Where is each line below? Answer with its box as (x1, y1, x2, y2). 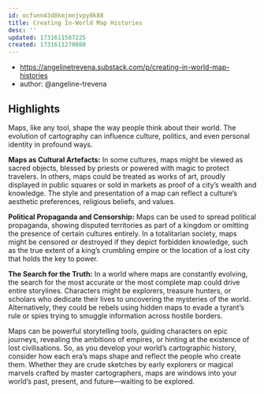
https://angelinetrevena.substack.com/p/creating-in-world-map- (19, 62, 230, 72)
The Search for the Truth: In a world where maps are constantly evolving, (8, 269, 248, 278)
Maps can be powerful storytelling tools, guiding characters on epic (8, 326, 229, 336)
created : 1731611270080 (8, 41, 87, 49)
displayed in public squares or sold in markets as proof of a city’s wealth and (8, 180, 257, 189)
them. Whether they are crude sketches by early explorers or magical (8, 359, 234, 369)
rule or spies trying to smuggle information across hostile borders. (8, 310, 223, 320)
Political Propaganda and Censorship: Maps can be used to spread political (8, 212, 257, 221)
